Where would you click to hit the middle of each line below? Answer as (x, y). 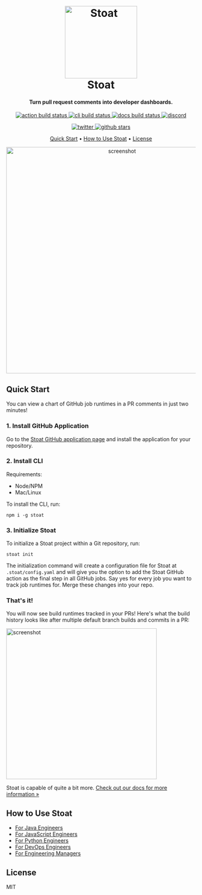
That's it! (20, 600)
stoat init (20, 555)
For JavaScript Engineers (46, 834)
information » (23, 794)
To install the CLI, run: (33, 504)
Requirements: (24, 474)
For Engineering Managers (48, 853)
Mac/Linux (28, 492)
